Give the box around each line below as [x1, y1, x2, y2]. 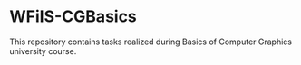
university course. [9, 45, 77, 56]
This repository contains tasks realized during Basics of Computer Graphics [9, 36, 293, 47]
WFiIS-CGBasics [9, 6, 138, 27]
